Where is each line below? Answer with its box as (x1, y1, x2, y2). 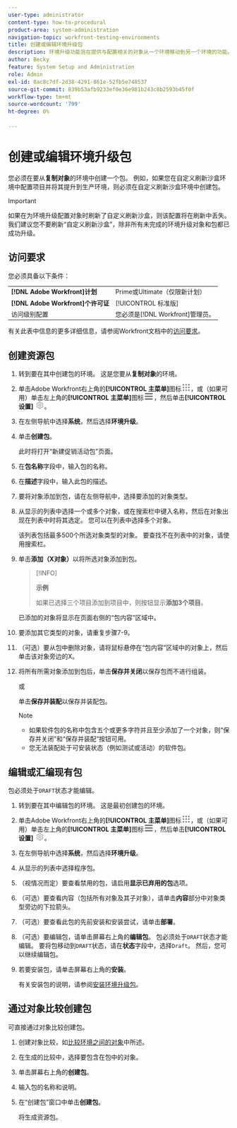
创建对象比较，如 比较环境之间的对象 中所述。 (18, 1038, 149, 1046)
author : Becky (8, 56, 50, 63)
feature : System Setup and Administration (8, 63, 135, 71)
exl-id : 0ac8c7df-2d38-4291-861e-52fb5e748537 (8, 78, 147, 85)
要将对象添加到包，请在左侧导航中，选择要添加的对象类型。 (18, 492, 192, 501)
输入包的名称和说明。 (18, 1083, 80, 1091)
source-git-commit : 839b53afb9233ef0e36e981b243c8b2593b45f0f (8, 85, 195, 93)
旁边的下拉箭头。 (24, 903, 75, 911)
